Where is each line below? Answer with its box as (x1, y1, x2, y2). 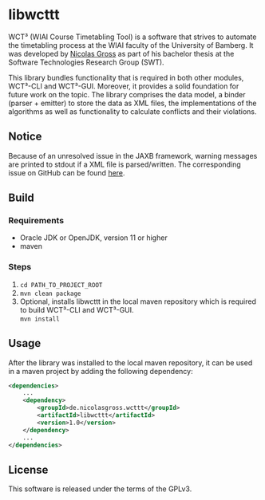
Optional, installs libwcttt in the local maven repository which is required (19, 297, 257, 306)
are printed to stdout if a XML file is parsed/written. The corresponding (8, 159, 241, 169)
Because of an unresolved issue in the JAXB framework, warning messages (8, 151, 258, 160)
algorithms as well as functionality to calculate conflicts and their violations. (8, 106, 257, 116)
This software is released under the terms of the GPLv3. (8, 484, 192, 494)
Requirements (8, 215, 65, 226)
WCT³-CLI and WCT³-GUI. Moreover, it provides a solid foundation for (8, 81, 239, 91)
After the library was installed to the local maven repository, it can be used (8, 357, 253, 368)
